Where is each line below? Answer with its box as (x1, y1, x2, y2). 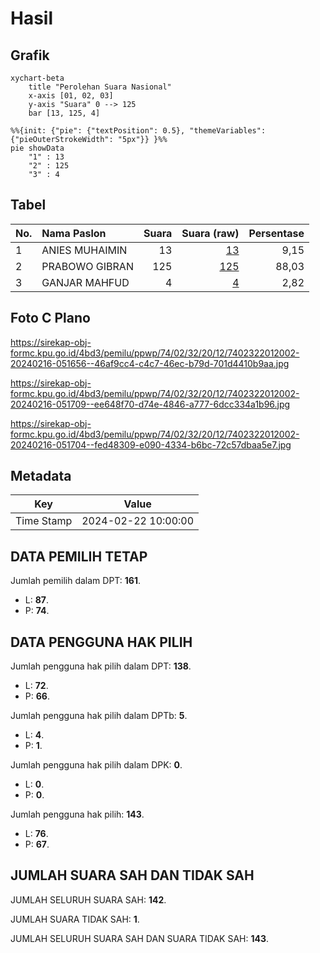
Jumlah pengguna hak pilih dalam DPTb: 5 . (10, 710, 188, 722)
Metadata (10, 468, 72, 485)
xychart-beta (10, 73, 65, 83)
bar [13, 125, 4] (28, 108, 101, 118)
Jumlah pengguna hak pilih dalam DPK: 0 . (10, 759, 183, 771)
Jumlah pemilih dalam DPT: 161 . (10, 575, 141, 587)
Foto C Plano (10, 310, 91, 327)
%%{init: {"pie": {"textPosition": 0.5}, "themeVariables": (10, 126, 267, 136)
